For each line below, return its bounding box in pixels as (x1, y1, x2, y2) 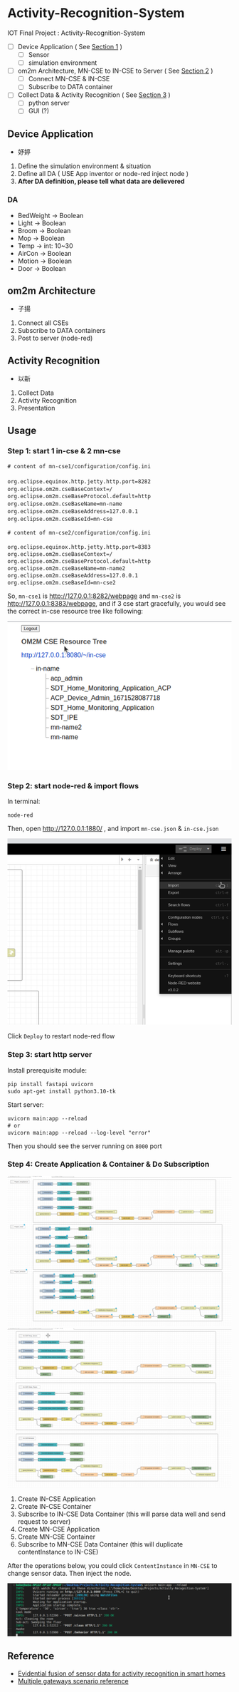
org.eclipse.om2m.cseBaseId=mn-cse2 (7, 579, 116, 586)
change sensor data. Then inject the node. (7, 1569, 132, 1577)
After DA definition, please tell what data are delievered (17, 177, 185, 186)
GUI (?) (28, 107, 50, 115)
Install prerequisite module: (7, 1066, 87, 1074)
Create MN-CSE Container (17, 1532, 96, 1541)
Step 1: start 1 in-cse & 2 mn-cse (7, 445, 121, 455)
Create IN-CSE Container (17, 1502, 92, 1510)
